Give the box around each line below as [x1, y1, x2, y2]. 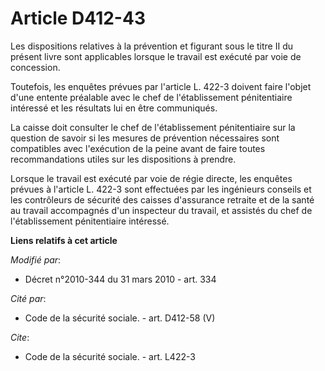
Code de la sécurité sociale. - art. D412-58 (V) [24, 312, 216, 324]
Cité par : [10, 292, 47, 304]
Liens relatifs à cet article [10, 234, 118, 246]
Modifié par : [10, 253, 62, 266]
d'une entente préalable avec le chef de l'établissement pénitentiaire [10, 91, 293, 103]
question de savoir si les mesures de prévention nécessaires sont [10, 132, 280, 144]
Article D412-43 [10, 7, 146, 30]
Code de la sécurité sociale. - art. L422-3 [24, 350, 196, 362]
